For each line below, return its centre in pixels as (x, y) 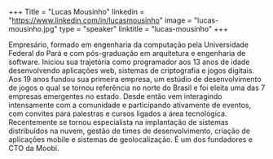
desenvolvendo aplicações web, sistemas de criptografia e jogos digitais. (132, 71)
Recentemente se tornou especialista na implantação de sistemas (119, 122)
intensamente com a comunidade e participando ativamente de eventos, (130, 105)
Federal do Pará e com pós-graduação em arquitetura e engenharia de (127, 53)
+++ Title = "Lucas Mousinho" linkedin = (77, 12)
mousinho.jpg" (33, 29)
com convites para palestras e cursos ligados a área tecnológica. (118, 114)
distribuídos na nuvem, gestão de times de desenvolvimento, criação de (130, 131)
